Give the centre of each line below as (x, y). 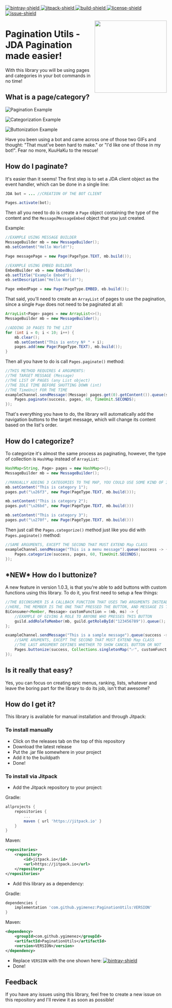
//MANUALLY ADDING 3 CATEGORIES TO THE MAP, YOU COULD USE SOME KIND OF (84, 482)
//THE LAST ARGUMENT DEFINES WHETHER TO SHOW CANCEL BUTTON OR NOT (88, 645)
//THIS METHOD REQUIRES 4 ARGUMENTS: (46, 371)
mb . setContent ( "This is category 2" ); (47, 501)
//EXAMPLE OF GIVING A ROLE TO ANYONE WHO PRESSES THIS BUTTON (83, 616)
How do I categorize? (40, 441)
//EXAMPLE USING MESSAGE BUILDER (41, 238)
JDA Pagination (39, 45)
